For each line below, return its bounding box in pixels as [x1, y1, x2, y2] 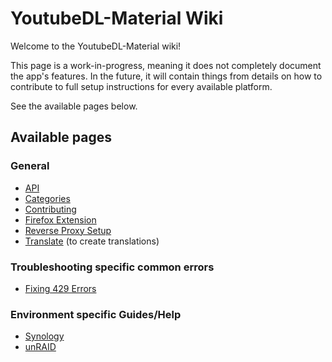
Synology [24, 330, 65, 342]
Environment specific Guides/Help [10, 307, 182, 321]
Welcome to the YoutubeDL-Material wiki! [10, 40, 182, 52]
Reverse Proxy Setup [24, 224, 112, 236]
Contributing [24, 203, 77, 215]
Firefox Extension [24, 213, 97, 226]
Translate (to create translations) [24, 235, 160, 247]
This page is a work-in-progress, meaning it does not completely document [10, 59, 322, 71]
